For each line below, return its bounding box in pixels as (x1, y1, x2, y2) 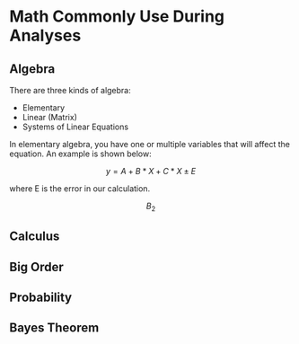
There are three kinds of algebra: (9, 85, 132, 95)
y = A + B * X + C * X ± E (106, 166, 196, 176)
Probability (9, 289, 73, 304)
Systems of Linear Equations (22, 121, 128, 132)
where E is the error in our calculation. (9, 183, 151, 194)
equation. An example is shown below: (9, 148, 152, 159)
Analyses (9, 25, 82, 46)
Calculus (9, 229, 60, 244)
